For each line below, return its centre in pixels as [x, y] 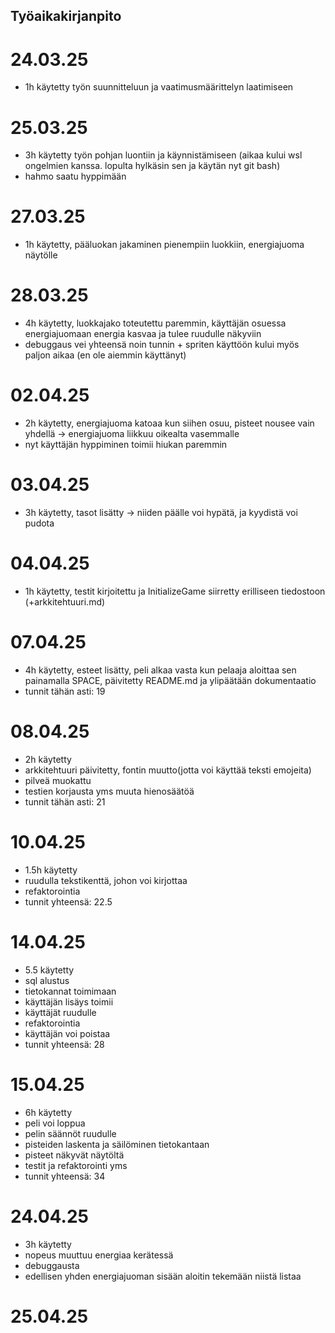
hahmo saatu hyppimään [75, 176]
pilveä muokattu [58, 780]
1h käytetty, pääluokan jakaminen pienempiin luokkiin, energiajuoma [164, 245]
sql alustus [47, 980]
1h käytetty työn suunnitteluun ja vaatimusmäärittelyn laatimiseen [159, 87]
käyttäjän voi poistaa [67, 1033]
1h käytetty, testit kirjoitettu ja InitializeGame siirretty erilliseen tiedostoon [175, 591]
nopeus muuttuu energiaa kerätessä [99, 1255]
